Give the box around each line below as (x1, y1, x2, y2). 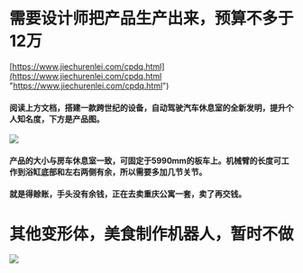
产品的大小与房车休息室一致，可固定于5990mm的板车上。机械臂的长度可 (9, 155, 281, 166)
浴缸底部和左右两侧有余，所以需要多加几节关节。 (24, 166, 207, 177)
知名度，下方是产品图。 (16, 114, 105, 124)
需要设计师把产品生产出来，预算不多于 (9, 8, 295, 29)
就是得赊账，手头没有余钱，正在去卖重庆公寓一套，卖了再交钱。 (9, 188, 246, 199)
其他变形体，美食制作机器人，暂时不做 (9, 223, 295, 244)
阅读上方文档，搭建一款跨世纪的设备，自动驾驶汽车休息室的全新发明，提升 (9, 102, 286, 113)
